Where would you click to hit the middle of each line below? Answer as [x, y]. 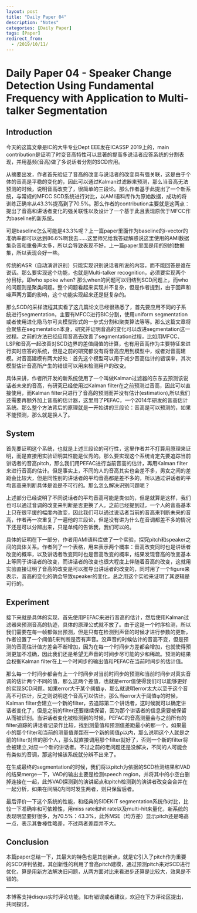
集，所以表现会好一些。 [34, 252]
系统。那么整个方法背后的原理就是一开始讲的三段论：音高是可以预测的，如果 [98, 407]
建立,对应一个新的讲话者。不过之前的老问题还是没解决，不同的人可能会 [102, 747]
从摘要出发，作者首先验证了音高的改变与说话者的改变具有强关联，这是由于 [96, 174]
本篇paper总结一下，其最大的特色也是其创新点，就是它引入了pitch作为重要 [96, 857]
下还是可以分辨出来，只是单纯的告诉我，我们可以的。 [70, 527]
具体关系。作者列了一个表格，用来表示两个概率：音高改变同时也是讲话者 [103, 547]
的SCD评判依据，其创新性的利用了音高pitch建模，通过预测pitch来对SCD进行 [98, 864]
